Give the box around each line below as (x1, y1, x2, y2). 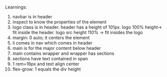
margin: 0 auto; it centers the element (12, 35, 90, 40)
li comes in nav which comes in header (12, 40, 93, 46)
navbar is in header (12, 14, 52, 19)
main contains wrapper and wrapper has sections (12, 50, 115, 56)
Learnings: (5, 4, 27, 10)
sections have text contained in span (12, 56, 88, 61)
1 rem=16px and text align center (12, 61, 80, 67)
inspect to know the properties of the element (12, 19, 107, 25)
